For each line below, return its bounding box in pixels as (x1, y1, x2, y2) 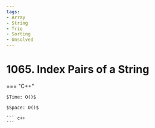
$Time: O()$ (6, 94, 36, 100)
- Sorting (6, 31, 31, 37)
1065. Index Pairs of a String (6, 62, 150, 76)
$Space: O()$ (6, 105, 39, 111)
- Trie (6, 25, 23, 32)
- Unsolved (6, 37, 34, 43)
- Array (6, 14, 26, 20)
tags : (6, 8, 20, 15)
